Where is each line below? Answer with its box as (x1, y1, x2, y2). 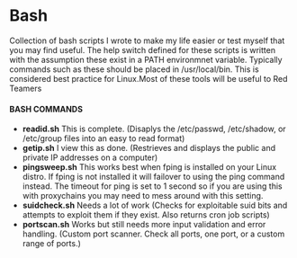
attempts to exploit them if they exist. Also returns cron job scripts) (22, 209, 270, 220)
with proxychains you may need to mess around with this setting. (22, 191, 264, 201)
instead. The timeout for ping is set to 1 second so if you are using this (22, 181, 283, 191)
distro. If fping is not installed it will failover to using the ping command (22, 172, 285, 182)
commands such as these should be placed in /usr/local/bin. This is (9, 64, 259, 75)
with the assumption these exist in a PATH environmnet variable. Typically (9, 54, 283, 65)
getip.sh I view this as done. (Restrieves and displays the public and (22, 143, 276, 154)
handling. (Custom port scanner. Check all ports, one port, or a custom (22, 228, 285, 239)
